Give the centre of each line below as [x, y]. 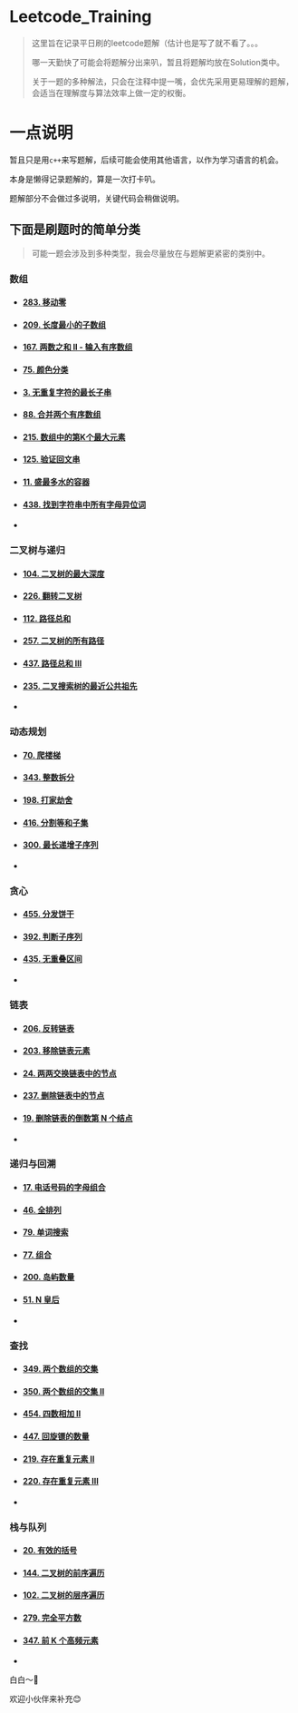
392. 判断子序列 [53, 936]
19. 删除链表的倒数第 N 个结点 [77, 1118]
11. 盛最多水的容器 [56, 482]
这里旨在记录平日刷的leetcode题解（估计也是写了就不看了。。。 [147, 43]
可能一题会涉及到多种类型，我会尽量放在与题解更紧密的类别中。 [150, 253]
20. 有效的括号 [50, 1551]
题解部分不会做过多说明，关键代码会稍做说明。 [96, 198]
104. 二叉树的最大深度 [63, 573]
